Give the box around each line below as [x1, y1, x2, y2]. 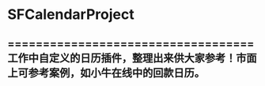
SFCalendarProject [7, 6, 135, 24]
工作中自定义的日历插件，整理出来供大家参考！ [7, 51, 237, 65]
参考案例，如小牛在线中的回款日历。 [28, 65, 205, 80]
